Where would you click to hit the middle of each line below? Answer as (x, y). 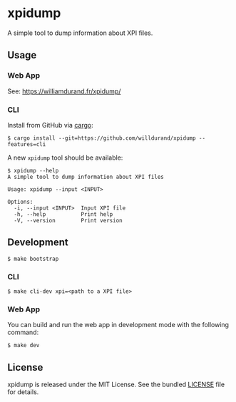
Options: (20, 202)
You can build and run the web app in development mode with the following (118, 325)
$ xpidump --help (33, 170)
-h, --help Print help (63, 214)
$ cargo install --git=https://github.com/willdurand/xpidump (102, 138)
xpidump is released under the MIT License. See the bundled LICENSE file (116, 385)
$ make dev (24, 346)
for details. (23, 392)
